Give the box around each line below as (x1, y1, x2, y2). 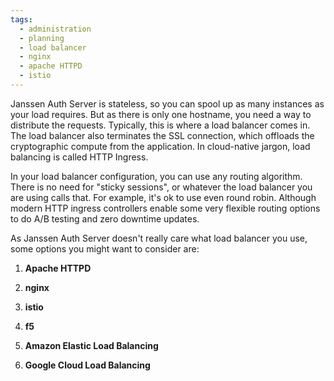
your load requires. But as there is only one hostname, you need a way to (10, 108, 312, 120)
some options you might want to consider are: (10, 242, 200, 255)
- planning (19, 33, 65, 43)
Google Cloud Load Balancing (24, 359, 151, 371)
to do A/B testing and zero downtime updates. (10, 212, 200, 225)
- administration (19, 24, 92, 34)
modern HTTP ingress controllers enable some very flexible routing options (10, 202, 321, 214)
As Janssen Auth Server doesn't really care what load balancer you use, (10, 232, 308, 244)
